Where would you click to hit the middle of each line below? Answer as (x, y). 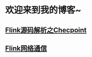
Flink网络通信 (26, 48)
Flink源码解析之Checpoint (46, 30)
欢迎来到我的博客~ (43, 10)
